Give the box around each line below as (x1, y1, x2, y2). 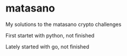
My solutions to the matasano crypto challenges (5, 21, 122, 28)
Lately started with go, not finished (5, 43, 90, 50)
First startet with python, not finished (5, 32, 95, 39)
